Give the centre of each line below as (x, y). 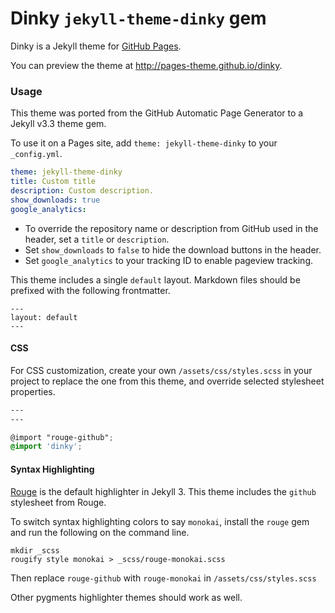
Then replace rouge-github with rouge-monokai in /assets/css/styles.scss (163, 578)
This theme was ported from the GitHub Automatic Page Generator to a (157, 113)
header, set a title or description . (97, 239)
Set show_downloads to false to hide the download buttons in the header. (173, 249)
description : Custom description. (82, 190)
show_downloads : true (55, 200)
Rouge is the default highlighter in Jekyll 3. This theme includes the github (163, 491)
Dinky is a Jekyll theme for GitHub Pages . (96, 46)
